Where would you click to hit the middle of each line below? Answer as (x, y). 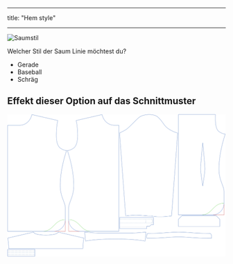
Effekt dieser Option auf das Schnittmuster (102, 101)
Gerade (28, 64)
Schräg (27, 79)
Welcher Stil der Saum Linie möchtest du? (67, 51)
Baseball (29, 72)
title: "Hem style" (32, 18)
